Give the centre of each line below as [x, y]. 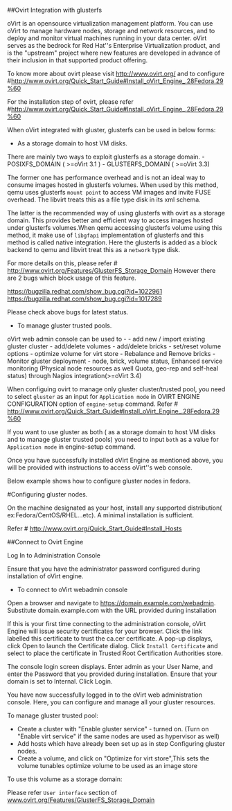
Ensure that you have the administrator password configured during [104, 569]
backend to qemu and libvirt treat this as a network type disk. [94, 250]
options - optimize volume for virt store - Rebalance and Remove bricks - [111, 354]
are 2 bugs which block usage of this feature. [72, 278]
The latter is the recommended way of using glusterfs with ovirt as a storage [116, 213]
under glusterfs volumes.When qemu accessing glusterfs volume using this [115, 228]
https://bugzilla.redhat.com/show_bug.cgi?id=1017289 [84, 298]
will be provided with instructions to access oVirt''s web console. [100, 467]
